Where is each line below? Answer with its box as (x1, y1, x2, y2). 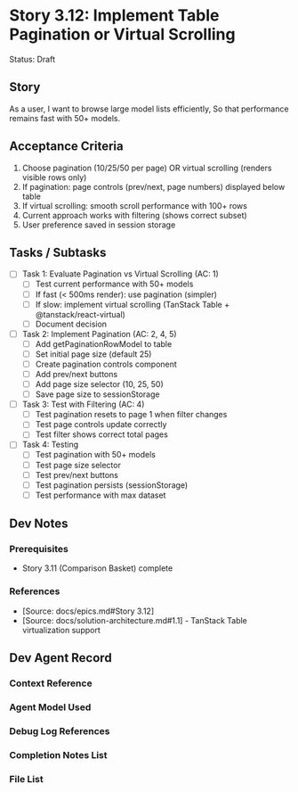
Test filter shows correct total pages (35, 429, 169, 440)
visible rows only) (21, 171, 87, 183)
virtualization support (21, 624, 101, 635)
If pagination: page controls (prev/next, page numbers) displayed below (21, 181, 286, 192)
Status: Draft (9, 54, 56, 64)
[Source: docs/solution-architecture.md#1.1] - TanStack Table (21, 615, 247, 625)
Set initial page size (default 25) (35, 349, 152, 359)
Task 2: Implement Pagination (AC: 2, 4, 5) (21, 328, 177, 339)
